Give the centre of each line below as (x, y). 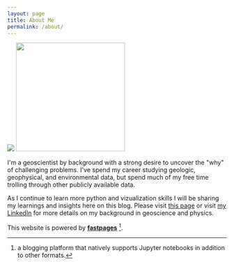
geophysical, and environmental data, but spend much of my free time (108, 178)
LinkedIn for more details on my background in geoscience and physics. (111, 213)
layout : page (26, 14)
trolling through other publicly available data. (71, 185)
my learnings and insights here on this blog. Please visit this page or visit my (117, 205)
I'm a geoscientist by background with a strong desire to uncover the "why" (116, 163)
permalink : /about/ (36, 26)
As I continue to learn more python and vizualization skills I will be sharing (113, 198)
